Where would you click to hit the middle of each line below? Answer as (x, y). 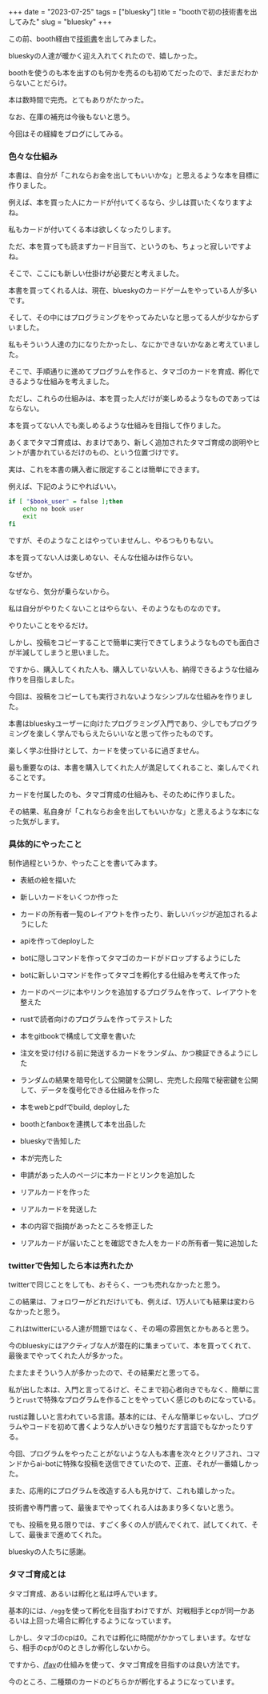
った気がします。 (36, 821)
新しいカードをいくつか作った (69, 897)
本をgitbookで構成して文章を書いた (78, 1036)
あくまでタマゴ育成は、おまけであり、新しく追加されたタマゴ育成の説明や (131, 443)
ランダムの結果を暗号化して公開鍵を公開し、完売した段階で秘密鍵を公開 (139, 1080)
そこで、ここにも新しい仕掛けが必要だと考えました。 (96, 274)
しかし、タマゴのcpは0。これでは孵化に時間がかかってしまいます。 (119, 1637)
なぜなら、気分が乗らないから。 (61, 591)
